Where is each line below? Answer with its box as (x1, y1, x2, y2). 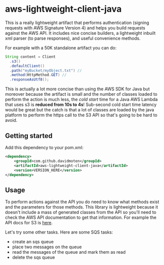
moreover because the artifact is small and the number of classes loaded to (5, 91, 158, 97)
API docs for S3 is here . (5, 220, 53, 226)
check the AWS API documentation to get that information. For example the (5, 214, 157, 220)
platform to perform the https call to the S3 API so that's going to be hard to (5, 112, 158, 118)
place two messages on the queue (12, 244, 82, 250)
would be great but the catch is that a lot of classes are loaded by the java (5, 107, 154, 113)
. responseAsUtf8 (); (9, 77, 49, 82)
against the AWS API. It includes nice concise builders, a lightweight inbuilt (5, 30, 156, 36)
